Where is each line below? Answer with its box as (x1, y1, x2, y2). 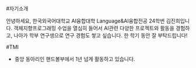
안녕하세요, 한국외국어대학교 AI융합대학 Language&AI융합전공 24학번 (6, 17, 165, 24)
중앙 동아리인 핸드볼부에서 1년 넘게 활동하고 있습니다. (14, 56, 135, 62)
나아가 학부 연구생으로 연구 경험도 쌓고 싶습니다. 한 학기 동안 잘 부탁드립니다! (13, 32, 188, 39)
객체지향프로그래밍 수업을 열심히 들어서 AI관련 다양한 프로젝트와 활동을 (13, 25, 175, 31)
